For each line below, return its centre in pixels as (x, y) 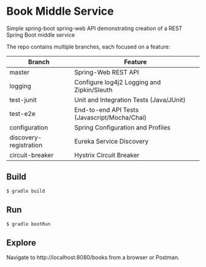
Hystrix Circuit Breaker (107, 155)
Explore (21, 243)
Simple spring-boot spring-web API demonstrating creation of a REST (94, 28)
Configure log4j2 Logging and (118, 82)
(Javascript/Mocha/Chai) (111, 117)
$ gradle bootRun (29, 224)
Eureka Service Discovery (112, 141)
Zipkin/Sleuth (93, 90)
